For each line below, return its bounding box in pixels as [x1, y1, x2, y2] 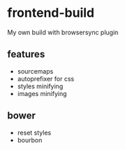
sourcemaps [17, 67, 54, 75]
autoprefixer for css [17, 74, 75, 83]
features [7, 48, 45, 60]
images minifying [17, 89, 68, 97]
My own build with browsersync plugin [7, 28, 119, 36]
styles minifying [17, 82, 64, 90]
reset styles [17, 128, 52, 137]
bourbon [17, 135, 43, 144]
